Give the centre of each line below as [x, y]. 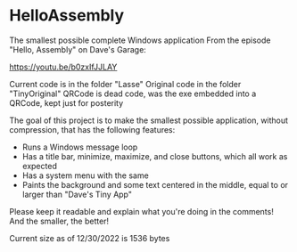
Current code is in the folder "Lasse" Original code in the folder [125, 84]
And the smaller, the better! [59, 221]
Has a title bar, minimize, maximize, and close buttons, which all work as [155, 156]
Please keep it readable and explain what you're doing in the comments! [141, 211]
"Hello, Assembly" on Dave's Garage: [78, 49]
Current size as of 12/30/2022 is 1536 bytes [90, 238]
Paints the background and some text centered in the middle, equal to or [155, 184]
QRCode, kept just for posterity [66, 102]
